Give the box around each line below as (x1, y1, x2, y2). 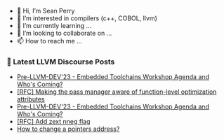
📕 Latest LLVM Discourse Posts (6, 57, 115, 66)
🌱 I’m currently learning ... (16, 22, 92, 29)
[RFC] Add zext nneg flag (16, 118, 91, 126)
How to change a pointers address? (16, 125, 120, 133)
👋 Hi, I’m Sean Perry (16, 7, 75, 15)
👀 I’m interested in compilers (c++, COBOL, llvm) (16, 14, 157, 22)
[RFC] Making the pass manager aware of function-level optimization (16, 87, 217, 96)
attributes (16, 95, 45, 104)
